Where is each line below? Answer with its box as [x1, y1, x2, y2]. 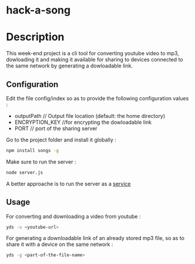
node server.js [6, 170, 43, 175]
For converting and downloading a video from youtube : [6, 212, 141, 220]
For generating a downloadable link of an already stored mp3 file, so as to [6, 235, 185, 242]
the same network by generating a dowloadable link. [6, 62, 133, 69]
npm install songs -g [6, 147, 59, 153]
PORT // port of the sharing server [14, 124, 98, 132]
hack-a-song [6, 4, 71, 17]
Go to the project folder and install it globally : [6, 136, 116, 143]
